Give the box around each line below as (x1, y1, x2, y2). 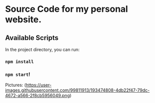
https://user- (25, 82, 52, 88)
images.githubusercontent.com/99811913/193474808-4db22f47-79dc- (5, 87, 150, 93)
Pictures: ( (5, 82, 26, 88)
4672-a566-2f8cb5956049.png (5, 93, 70, 99)
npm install (5, 59, 34, 65)
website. (5, 14, 42, 25)
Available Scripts (5, 34, 58, 42)
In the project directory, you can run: (5, 47, 80, 52)
